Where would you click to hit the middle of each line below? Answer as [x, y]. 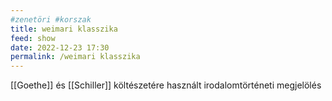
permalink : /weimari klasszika [75, 57]
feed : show [33, 38]
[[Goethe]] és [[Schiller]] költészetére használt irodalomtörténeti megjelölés [166, 85]
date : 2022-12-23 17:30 [60, 47]
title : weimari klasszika [64, 29]
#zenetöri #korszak [51, 19]
